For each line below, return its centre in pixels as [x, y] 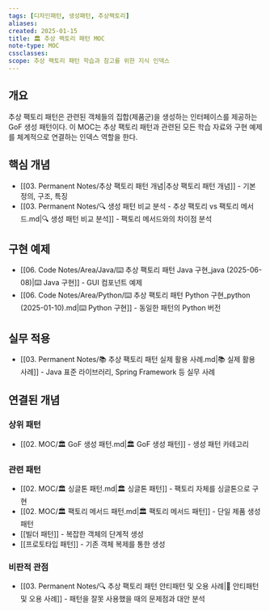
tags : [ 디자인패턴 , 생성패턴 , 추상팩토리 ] [69, 16]
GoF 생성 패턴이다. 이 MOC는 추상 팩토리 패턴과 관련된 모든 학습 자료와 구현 [128, 127]
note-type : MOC [34, 46]
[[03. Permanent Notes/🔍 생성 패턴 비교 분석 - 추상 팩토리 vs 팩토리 [129, 206]
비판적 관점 [29, 567]
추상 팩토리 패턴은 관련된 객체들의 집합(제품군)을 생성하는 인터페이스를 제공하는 [133, 116]
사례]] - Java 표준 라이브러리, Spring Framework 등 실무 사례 [118, 372]
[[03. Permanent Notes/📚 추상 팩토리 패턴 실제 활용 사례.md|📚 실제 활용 [138, 360]
